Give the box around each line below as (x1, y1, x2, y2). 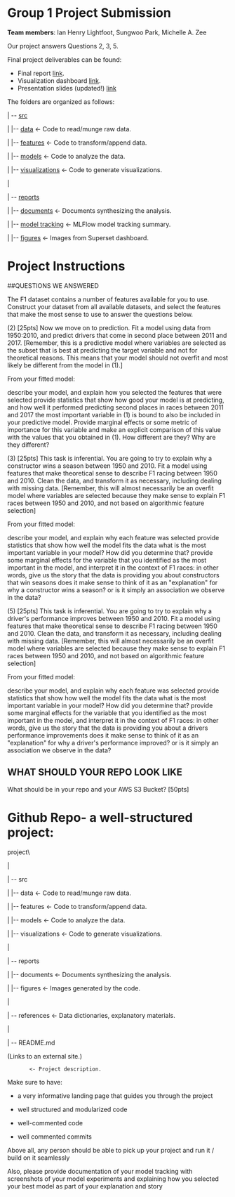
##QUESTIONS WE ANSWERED (7, 281, 100, 289)
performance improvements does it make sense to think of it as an (7, 731, 199, 739)
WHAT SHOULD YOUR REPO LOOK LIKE (7, 766, 182, 778)
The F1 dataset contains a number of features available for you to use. (7, 295, 210, 303)
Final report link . (17, 69, 65, 77)
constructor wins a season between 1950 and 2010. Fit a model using (7, 462, 208, 470)
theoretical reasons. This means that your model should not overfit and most (7, 353, 229, 362)
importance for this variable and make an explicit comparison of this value (7, 425, 221, 433)
